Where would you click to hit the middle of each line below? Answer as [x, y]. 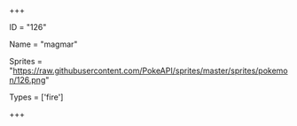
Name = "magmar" [43, 44]
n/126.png [27, 80]
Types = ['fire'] [36, 97]
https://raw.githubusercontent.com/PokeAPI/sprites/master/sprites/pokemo [150, 70]
